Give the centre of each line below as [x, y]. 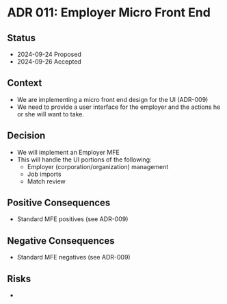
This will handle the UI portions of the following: [84, 160]
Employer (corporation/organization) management [98, 166]
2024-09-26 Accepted [49, 62]
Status [22, 38]
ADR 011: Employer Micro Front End [109, 13]
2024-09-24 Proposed [49, 54]
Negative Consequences [61, 241]
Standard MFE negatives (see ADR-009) [74, 257]
